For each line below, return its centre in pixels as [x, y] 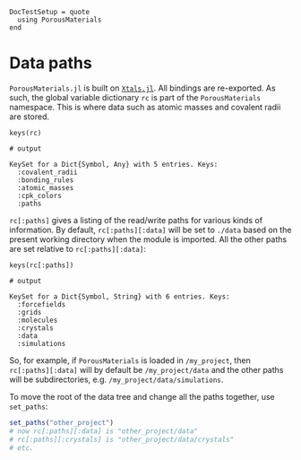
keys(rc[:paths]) [42, 265]
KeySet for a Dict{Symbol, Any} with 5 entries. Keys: [114, 164]
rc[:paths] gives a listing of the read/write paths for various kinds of [136, 220]
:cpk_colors [40, 195]
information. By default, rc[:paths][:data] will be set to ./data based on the [150, 230]
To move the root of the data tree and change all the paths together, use [142, 396]
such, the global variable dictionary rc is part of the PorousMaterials [135, 97]
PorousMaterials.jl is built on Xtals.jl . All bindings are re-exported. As [142, 88]
